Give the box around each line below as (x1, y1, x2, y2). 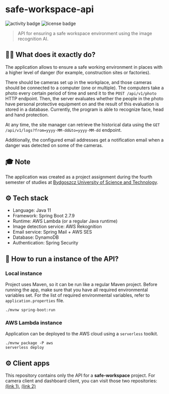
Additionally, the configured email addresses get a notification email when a (5, 136, 164, 143)
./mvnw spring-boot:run (5, 307, 56, 313)
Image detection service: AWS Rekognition (12, 223, 102, 230)
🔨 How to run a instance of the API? (5, 255, 119, 263)
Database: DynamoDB (12, 234, 59, 240)
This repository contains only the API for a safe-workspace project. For (5, 373, 156, 379)
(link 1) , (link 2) (5, 383, 37, 389)
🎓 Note (5, 158, 31, 166)
